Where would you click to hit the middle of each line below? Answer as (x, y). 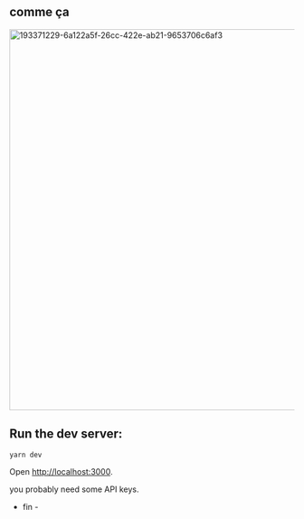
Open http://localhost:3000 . (61, 471)
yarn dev (26, 455)
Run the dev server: (66, 434)
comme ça (39, 12)
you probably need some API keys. (74, 489)
